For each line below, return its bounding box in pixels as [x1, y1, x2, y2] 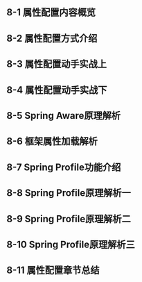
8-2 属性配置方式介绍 [6, 32, 98, 44]
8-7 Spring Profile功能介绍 [6, 161, 121, 173]
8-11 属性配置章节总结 [6, 265, 100, 276]
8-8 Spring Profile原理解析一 [6, 187, 131, 199]
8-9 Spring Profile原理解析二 [6, 213, 131, 224]
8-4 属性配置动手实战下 [6, 84, 107, 96]
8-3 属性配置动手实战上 [6, 58, 107, 70]
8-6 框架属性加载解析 [6, 135, 98, 147]
